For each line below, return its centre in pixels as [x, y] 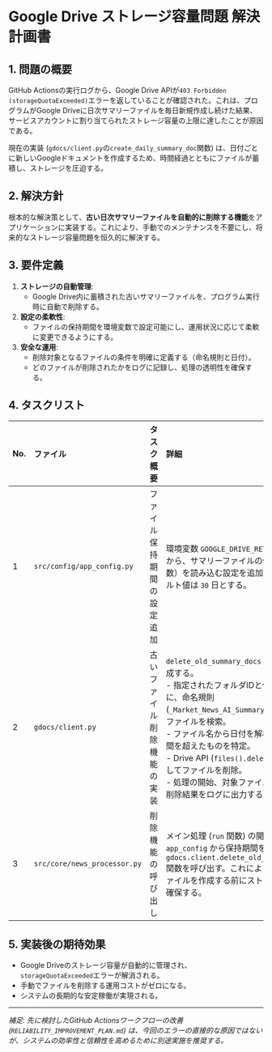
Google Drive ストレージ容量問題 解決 [134, 17]
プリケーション [33, 227]
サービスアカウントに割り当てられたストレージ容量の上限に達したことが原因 [136, 121]
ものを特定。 [231, 746]
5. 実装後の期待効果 [57, 944]
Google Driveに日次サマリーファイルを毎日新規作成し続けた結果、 [147, 110]
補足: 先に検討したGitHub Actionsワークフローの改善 [96, 1020]
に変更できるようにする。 [75, 337]
